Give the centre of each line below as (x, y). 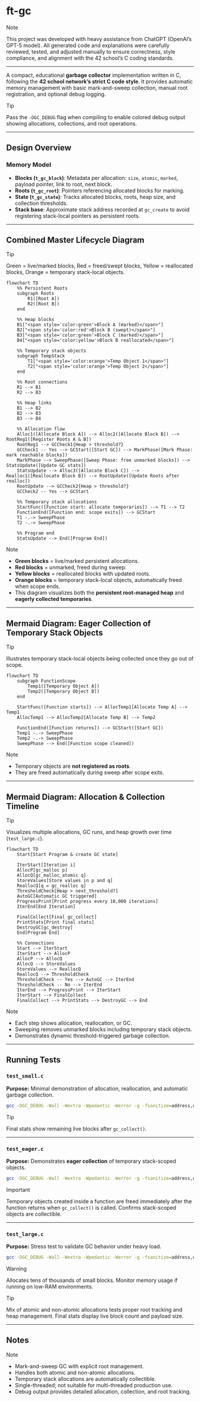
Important (18, 1190)
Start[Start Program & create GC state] (68, 855)
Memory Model (29, 165)
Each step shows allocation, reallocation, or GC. (74, 1023)
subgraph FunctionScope (46, 681)
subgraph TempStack (41, 356)
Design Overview (39, 148)
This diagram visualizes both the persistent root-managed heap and (99, 593)
